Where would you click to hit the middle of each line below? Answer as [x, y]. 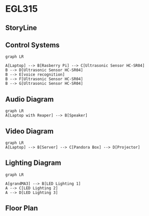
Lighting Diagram [33, 163]
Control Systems [32, 45]
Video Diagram [29, 131]
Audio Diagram [30, 99]
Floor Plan [22, 208]
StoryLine [21, 28]
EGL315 [22, 9]
